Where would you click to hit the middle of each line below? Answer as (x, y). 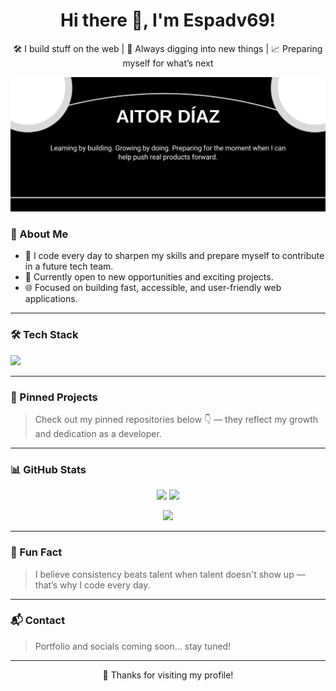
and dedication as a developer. (98, 433)
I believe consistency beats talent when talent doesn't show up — (170, 574)
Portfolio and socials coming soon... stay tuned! (133, 646)
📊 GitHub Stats (48, 469)
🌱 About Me (39, 234)
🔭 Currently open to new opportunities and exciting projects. (149, 277)
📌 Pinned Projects (54, 397)
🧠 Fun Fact (36, 552)
